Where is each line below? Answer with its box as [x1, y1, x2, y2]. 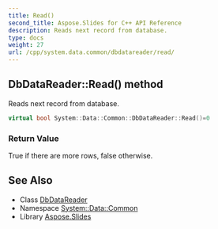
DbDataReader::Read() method [8, 78, 163, 91]
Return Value [8, 132, 59, 143]
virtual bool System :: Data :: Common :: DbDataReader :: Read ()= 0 [8, 114, 211, 122]
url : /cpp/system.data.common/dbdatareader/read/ [8, 48, 175, 56]
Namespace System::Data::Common [19, 203, 138, 212]
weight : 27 [8, 41, 44, 49]
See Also [8, 174, 53, 187]
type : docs [8, 33, 44, 42]
